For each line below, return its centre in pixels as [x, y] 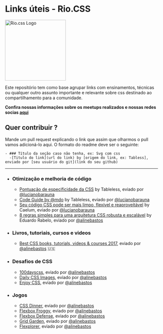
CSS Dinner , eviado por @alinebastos [57, 305]
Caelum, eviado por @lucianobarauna [57, 210]
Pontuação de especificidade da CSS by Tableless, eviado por [81, 189]
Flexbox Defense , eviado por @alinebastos [62, 316]
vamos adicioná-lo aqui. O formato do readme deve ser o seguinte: [72, 144]
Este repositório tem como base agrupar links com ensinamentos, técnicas [80, 87]
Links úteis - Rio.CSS [48, 9]
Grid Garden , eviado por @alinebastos [57, 321]
